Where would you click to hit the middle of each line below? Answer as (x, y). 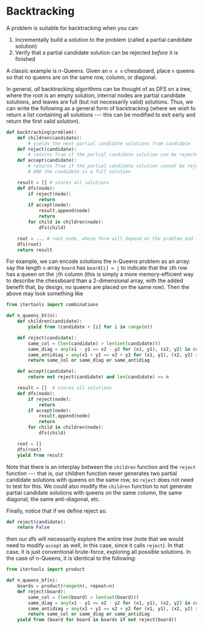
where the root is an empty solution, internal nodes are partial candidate (96, 95)
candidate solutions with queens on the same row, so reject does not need (100, 479)
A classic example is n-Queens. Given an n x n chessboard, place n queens (101, 70)
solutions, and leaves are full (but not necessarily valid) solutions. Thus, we (100, 102)
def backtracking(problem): (42, 132)
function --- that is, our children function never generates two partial (92, 473)
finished (25, 59)
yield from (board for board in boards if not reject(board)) (97, 620)
